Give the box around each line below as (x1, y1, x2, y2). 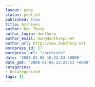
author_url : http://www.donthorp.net (5, 41, 86, 46)
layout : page (5, 7, 33, 13)
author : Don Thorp (5, 27, 45, 32)
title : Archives (5, 21, 40, 27)
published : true (5, 17, 40, 22)
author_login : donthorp (5, 31, 56, 36)
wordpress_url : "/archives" (5, 50, 66, 55)
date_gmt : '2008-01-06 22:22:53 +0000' (5, 60, 91, 65)
